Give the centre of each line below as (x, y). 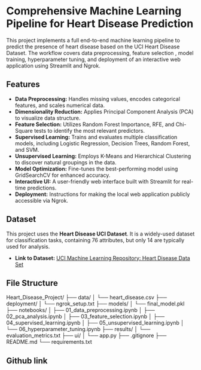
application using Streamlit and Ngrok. (53, 65)
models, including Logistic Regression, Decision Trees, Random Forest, (102, 143)
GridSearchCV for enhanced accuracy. (63, 175)
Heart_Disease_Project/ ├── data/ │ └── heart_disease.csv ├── (87, 298)
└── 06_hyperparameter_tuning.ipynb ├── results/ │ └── (78, 329)
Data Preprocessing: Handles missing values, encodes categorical (98, 99)
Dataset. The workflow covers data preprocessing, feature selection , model (100, 53)
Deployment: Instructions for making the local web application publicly (102, 194)
